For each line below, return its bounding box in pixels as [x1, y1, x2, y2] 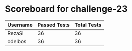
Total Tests [74, 21, 102, 28]
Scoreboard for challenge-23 [5, 3, 128, 15]
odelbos [7, 38, 27, 45]
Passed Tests [37, 21, 70, 28]
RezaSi [7, 30, 24, 37]
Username [7, 21, 33, 28]
